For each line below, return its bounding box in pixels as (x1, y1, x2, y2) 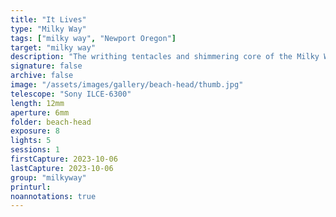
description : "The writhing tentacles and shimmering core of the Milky (10, 52, 320, 62)
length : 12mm (10, 98, 65, 108)
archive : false (10, 71, 74, 81)
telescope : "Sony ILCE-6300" (10, 89, 132, 99)
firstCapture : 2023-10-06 (10, 154, 118, 164)
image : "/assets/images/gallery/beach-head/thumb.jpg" (10, 80, 244, 90)
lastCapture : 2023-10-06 (10, 163, 114, 173)
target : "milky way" (10, 42, 97, 53)
